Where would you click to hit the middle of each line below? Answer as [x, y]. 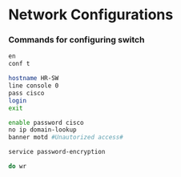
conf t [19, 64]
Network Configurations [91, 15]
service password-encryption [57, 152]
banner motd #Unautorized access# [66, 138]
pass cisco [26, 93]
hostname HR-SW [34, 78]
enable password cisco [46, 123]
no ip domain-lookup [43, 130]
